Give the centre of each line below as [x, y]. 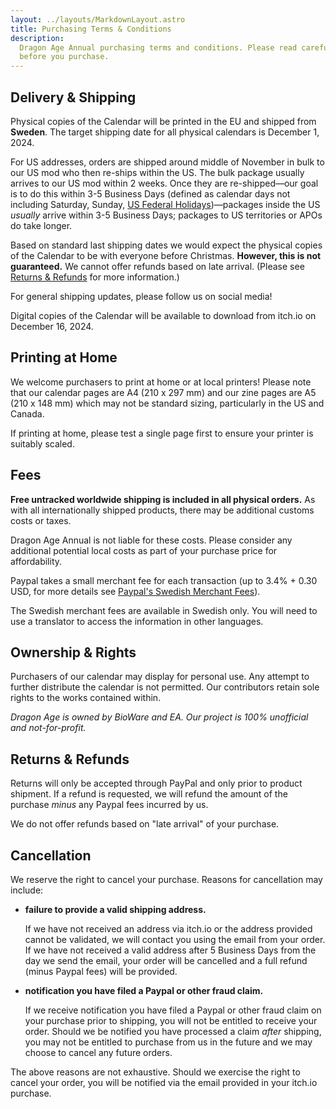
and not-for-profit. [48, 728]
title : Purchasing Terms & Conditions [91, 29]
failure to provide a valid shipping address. [115, 909]
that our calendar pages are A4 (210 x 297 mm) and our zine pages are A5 [163, 392]
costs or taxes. [41, 520]
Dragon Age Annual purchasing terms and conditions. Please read [158, 47]
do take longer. [41, 225]
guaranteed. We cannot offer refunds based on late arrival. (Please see [157, 266]
